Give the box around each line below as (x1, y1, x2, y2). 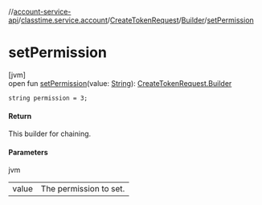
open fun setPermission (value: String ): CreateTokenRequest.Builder (8, 78, 232, 88)
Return (8, 111, 32, 121)
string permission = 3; (8, 94, 88, 102)
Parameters (8, 147, 48, 157)
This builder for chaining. (8, 129, 92, 139)
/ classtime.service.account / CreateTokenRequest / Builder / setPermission (18, 15, 255, 25)
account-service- (13, 7, 72, 16)
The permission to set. (40, 183, 125, 195)
